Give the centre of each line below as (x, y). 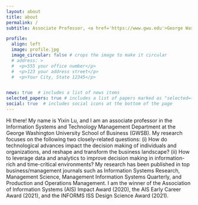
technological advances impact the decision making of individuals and (91, 146)
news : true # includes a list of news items (63, 93)
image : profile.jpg (35, 50)
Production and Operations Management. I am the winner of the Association (98, 183)
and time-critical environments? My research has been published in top (103, 164)
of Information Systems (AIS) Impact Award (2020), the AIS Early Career (94, 189)
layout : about (24, 11)
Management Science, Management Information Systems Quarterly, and (94, 177)
